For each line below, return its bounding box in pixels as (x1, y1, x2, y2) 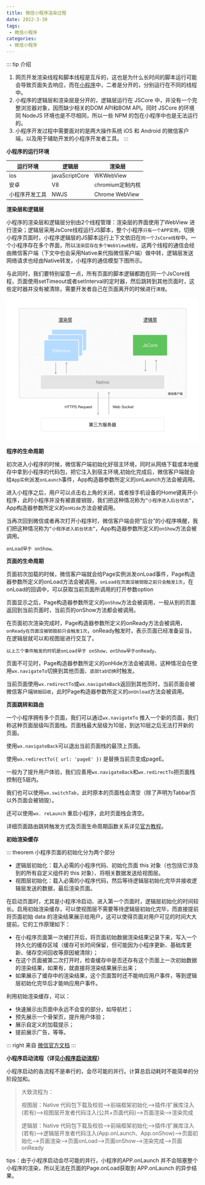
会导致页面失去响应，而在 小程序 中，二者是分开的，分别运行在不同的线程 (15, 81, 197, 88)
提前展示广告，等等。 (15, 1028, 69, 1036)
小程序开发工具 (9, 190, 47, 198)
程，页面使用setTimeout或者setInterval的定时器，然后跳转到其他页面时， (6, 277, 190, 285)
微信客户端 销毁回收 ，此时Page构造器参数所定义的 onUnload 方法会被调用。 (6, 688, 188, 695)
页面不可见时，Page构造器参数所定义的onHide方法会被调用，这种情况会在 (6, 659, 192, 667)
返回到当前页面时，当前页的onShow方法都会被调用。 (6, 606, 139, 614)
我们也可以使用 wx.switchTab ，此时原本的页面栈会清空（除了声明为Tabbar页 (6, 789, 196, 796)
